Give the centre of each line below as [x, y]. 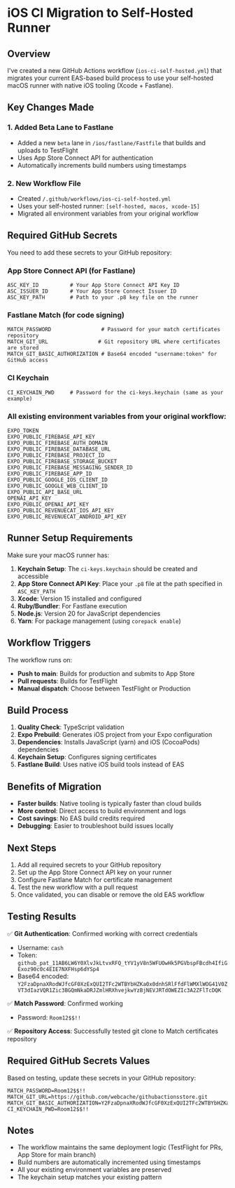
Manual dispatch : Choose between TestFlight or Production [104, 688]
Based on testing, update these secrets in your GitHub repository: [102, 1078]
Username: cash [41, 947]
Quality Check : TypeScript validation [71, 727]
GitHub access [28, 360]
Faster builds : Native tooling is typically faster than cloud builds [109, 803]
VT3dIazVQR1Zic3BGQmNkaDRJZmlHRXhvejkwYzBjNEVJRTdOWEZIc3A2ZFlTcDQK [119, 990]
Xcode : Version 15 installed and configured [79, 599]
